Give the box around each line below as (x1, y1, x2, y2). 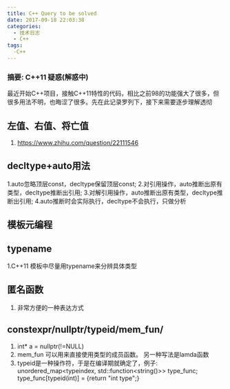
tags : (7, 42, 23, 49)
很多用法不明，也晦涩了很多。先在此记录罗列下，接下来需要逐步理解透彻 (7, 98, 212, 107)
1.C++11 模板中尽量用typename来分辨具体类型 (7, 262, 138, 270)
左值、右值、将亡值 (7, 120, 89, 131)
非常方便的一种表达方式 (17, 303, 84, 311)
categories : (7, 23, 41, 30)
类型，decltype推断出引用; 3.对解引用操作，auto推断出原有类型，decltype (7, 188, 218, 197)
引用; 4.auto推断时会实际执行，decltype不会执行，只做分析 (19, 197, 187, 205)
